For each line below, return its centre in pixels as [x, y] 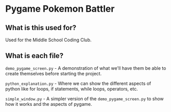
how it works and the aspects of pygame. [49, 104]
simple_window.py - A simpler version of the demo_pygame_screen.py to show [85, 99]
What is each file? [34, 56]
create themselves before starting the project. [54, 73]
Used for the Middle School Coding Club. [48, 40]
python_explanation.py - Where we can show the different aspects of [78, 83]
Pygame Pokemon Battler [60, 9]
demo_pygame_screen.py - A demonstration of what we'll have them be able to [86, 68]
